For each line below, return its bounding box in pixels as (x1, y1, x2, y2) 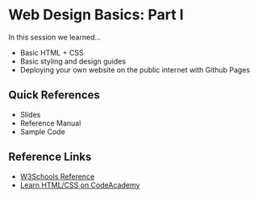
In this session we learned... (8, 32, 102, 42)
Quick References (8, 89, 101, 102)
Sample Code (19, 126, 66, 136)
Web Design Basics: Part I (8, 6, 184, 24)
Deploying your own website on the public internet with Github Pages (19, 64, 251, 74)
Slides (19, 109, 41, 119)
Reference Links (8, 151, 92, 164)
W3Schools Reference (19, 171, 95, 181)
